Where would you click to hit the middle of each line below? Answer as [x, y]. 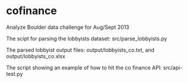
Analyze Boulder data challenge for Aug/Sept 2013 [68, 27]
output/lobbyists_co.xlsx [36, 56]
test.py [14, 74]
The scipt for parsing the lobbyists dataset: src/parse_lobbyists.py [87, 38]
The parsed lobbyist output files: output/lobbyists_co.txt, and [80, 50]
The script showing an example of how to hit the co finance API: [84, 67]
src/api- [173, 67]
